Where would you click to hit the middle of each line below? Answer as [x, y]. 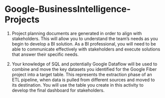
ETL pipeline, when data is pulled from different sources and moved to [83, 80]
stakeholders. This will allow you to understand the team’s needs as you [85, 39]
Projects [22, 20]
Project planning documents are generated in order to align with [77, 33]
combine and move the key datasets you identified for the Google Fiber [84, 69]
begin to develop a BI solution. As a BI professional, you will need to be [84, 44]
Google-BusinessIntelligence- [68, 9]
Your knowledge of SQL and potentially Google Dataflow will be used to [84, 64]
